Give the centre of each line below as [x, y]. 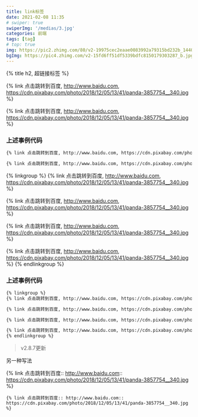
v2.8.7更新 [33, 348]
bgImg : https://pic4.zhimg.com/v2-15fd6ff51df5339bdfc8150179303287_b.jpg [100, 56]
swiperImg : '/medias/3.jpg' [41, 28]
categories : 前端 [27, 34]
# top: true [21, 45]
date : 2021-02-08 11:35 [35, 17]
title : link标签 [25, 12]
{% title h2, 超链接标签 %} [38, 73]
